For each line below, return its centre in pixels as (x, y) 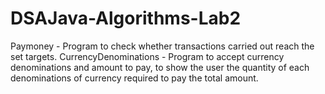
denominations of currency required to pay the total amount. (134, 78)
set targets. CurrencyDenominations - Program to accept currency (147, 56)
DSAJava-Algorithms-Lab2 (126, 18)
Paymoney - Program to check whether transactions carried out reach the (162, 46)
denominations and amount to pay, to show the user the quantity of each (160, 67)
